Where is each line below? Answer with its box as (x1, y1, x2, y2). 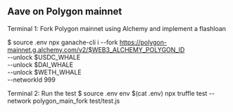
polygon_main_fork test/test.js (32, 97, 120, 105)
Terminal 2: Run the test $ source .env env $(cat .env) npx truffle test (7, 89, 208, 97)
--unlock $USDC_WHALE (7, 53, 81, 61)
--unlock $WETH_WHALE (7, 68, 82, 76)
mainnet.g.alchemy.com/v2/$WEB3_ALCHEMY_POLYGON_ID (7, 45, 185, 54)
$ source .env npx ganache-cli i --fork (7, 38, 118, 46)
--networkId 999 (7, 75, 56, 84)
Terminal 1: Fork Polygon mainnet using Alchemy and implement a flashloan (7, 24, 227, 32)
